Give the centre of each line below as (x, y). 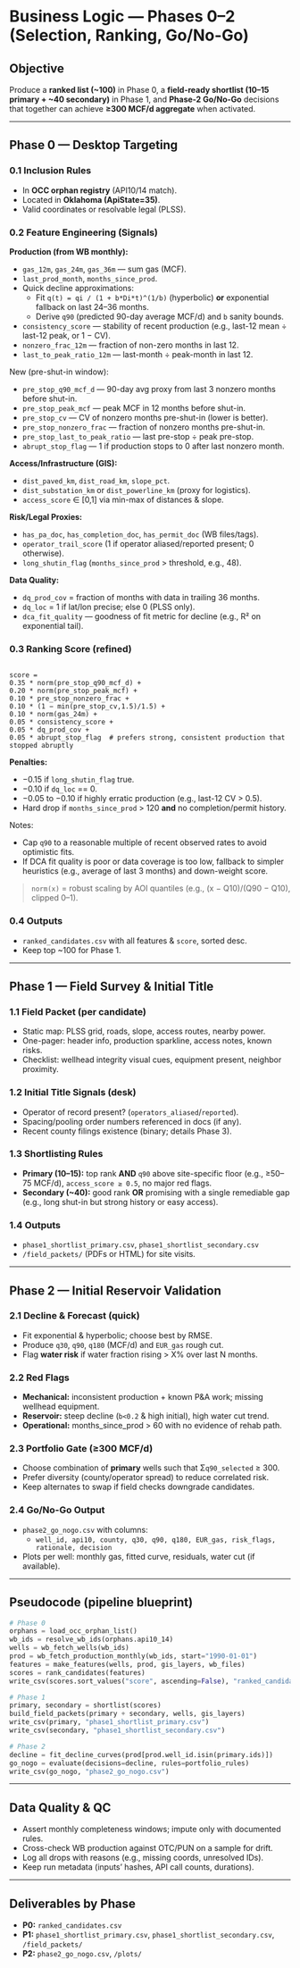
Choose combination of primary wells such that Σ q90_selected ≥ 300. (151, 1468)
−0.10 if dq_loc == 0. (60, 789)
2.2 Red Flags (39, 1378)
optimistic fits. (48, 852)
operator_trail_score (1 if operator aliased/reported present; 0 (138, 543)
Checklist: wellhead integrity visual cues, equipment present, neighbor (152, 1059)
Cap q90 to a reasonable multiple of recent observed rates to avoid (145, 842)
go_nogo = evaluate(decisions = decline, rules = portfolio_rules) (129, 1763)
